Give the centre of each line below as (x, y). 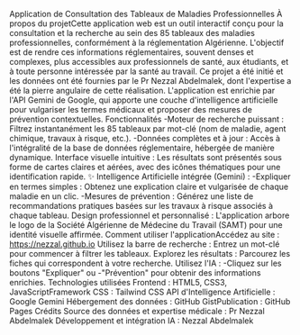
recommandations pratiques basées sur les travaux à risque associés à (141, 206)
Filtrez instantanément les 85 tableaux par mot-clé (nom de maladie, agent (148, 129)
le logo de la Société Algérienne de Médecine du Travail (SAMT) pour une (146, 225)
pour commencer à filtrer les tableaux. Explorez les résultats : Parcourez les (150, 254)
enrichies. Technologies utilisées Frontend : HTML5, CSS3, (118, 282)
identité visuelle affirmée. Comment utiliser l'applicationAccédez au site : (145, 235)
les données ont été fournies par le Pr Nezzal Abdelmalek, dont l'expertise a (150, 81)
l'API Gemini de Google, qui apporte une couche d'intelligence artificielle (144, 100)
